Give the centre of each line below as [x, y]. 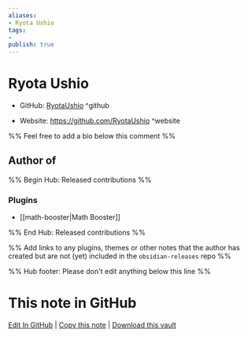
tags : [17, 30]
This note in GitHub [72, 303]
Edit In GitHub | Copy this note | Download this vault [93, 325]
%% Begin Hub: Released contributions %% [80, 180]
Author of [32, 161]
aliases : [22, 15]
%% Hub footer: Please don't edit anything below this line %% [109, 272]
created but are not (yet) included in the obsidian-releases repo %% [120, 256]
